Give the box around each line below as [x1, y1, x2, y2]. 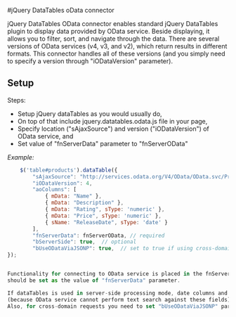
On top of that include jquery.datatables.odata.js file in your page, [17, 117, 208, 125]
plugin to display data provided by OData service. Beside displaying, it [7, 27, 210, 35]
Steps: [7, 96, 26, 104]
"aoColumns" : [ [32, 186, 77, 193]
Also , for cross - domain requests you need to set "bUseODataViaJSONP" [7, 302, 218, 310]
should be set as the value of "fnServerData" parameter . [7, 277, 181, 284]
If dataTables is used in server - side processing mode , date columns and [7, 290, 228, 297]
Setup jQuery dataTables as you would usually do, [17, 109, 163, 118]
